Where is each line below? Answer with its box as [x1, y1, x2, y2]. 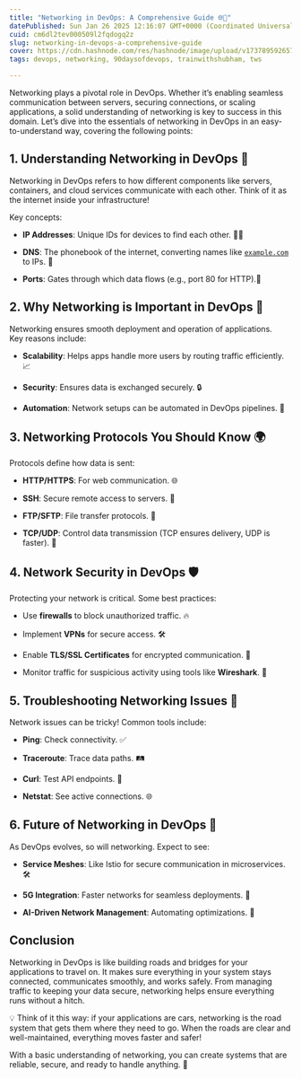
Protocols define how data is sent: [9, 458, 135, 469]
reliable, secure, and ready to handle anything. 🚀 [9, 1058, 188, 1069]
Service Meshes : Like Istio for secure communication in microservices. [21, 858, 286, 869]
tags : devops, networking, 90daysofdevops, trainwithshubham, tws [9, 55, 262, 64]
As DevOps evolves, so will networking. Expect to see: [9, 841, 211, 852]
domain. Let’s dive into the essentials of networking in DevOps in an [9, 116, 260, 127]
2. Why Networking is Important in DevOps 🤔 [9, 300, 264, 315]
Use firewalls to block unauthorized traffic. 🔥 [21, 610, 190, 621]
